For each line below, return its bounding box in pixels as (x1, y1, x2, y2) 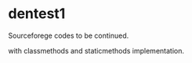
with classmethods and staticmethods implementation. (8, 46, 184, 55)
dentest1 (8, 5, 66, 23)
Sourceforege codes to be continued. (8, 31, 129, 40)
